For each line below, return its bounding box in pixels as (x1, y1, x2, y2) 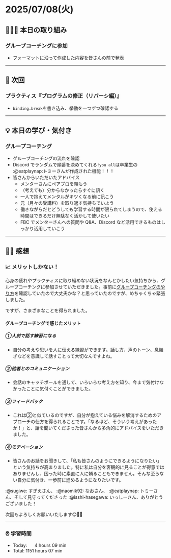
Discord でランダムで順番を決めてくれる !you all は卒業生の (12, 162, 138, 168)
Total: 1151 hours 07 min (12, 547, 63, 553)
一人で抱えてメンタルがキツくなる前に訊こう (20, 193, 114, 200)
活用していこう (34, 226, 65, 232)
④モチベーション (5, 444, 43, 450)
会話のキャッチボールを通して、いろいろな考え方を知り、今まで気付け (12, 379, 160, 385)
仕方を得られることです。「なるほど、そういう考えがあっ (35, 419, 153, 425)
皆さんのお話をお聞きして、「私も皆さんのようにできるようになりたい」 (12, 458, 162, 464)
